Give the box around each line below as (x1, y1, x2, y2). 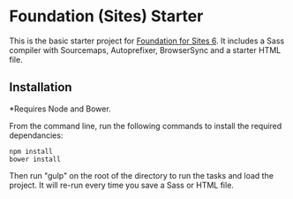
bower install (9, 155, 62, 164)
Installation (9, 80, 72, 95)
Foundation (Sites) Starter (9, 6, 204, 27)
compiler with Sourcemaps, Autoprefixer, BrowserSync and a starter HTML (9, 44, 282, 55)
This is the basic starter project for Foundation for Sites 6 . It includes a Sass (9, 35, 285, 46)
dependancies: (9, 130, 64, 141)
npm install (9, 147, 53, 156)
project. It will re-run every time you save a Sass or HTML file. (9, 180, 234, 190)
